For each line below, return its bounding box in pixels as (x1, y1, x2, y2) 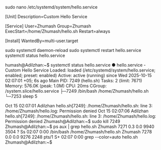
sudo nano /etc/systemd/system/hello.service (5, 4, 98, 10)
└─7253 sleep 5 (5, 93, 38, 99)
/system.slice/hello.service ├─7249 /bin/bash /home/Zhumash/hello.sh (5, 88, 149, 94)
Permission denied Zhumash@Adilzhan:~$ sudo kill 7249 (5, 119, 120, 124)
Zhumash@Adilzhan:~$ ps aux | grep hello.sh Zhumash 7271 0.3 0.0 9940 (5, 124, 155, 129)
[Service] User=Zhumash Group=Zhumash (5, 23, 92, 29)
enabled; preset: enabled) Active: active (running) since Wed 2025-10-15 (5, 73, 152, 78)
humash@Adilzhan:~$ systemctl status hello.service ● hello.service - (5, 62, 146, 68)
